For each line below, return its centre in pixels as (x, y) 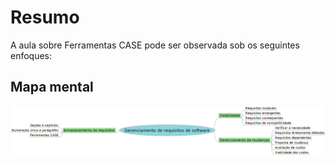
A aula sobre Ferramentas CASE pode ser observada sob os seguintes (155, 45)
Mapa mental (52, 87)
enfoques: (31, 55)
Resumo (45, 17)
